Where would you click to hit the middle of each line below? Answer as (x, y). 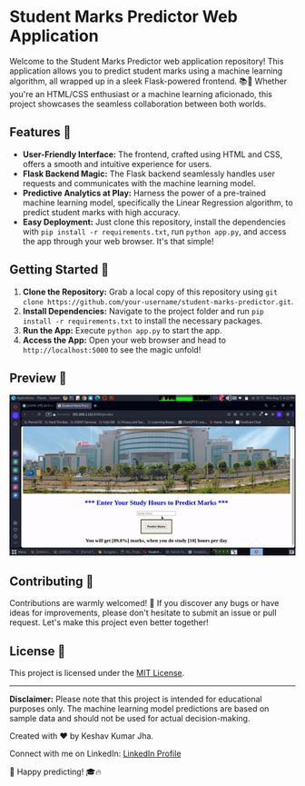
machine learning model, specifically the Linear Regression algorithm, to (157, 203)
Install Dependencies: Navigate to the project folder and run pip (143, 311)
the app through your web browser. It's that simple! (118, 241)
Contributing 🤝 (52, 581)
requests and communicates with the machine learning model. (139, 183)
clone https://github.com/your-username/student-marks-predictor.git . (158, 301)
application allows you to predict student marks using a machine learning (146, 71)
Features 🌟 (40, 132)
